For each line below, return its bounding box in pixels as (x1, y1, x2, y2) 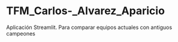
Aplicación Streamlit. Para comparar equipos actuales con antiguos (6, 24, 173, 31)
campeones (6, 30, 36, 37)
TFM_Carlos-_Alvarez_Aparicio (6, 4, 165, 18)
